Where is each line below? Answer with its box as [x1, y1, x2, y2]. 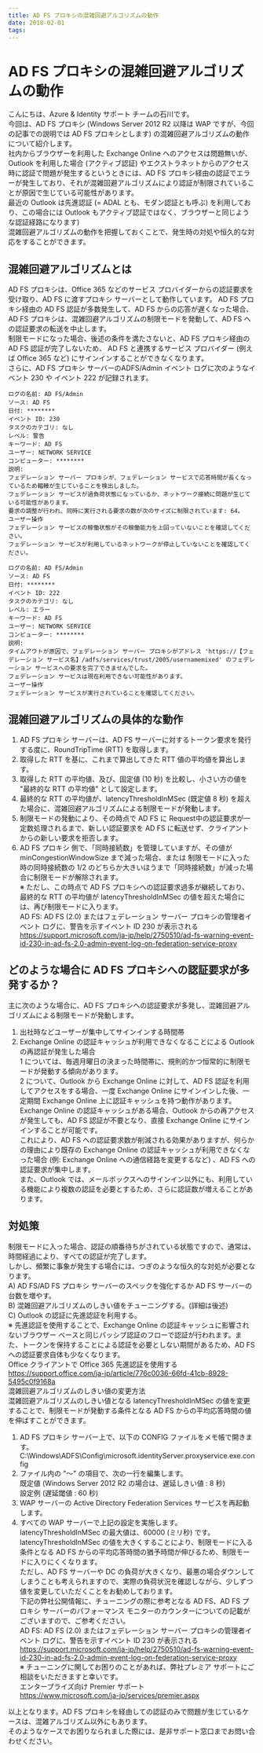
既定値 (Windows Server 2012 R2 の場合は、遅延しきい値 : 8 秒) [19, 1478, 226, 1487]
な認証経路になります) [8, 218, 80, 227]
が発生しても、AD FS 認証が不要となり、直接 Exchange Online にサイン [19, 1115, 251, 1124]
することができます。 [21, 237, 90, 247]
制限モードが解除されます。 [33, 872, 123, 882]
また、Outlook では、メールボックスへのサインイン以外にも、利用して [19, 1174, 246, 1183]
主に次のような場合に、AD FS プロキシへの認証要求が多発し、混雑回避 [8, 1000, 237, 1010]
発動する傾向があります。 [40, 1066, 123, 1076]
